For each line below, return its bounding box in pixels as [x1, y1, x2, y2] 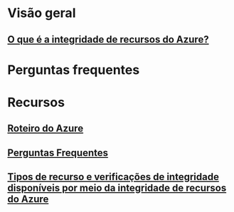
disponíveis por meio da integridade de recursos [7, 182, 227, 194]
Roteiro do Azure [7, 122, 84, 134]
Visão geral [7, 5, 76, 21]
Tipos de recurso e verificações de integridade [7, 171, 219, 183]
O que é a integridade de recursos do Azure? [7, 33, 209, 46]
